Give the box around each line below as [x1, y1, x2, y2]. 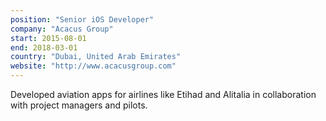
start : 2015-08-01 [10, 33, 87, 43]
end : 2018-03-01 [10, 42, 78, 53]
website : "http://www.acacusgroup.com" [10, 61, 177, 71]
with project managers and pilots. [10, 99, 148, 111]
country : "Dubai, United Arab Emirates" [10, 52, 182, 62]
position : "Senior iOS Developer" [10, 14, 155, 25]
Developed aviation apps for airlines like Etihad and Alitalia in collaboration [10, 89, 317, 100]
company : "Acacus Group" [10, 24, 114, 34]
